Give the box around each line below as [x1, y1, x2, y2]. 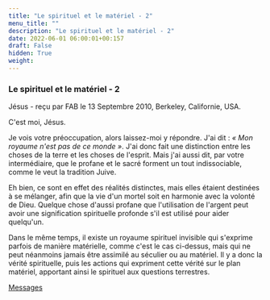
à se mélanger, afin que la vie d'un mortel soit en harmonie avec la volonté [8, 191, 255, 202]
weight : [8, 57, 35, 65]
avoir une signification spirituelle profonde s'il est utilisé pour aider [8, 209, 230, 219]
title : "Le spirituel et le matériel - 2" [8, 11, 153, 20]
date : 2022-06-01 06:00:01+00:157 [8, 34, 125, 43]
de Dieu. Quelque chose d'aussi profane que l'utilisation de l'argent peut [8, 200, 249, 210]
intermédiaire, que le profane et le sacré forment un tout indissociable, [8, 159, 242, 169]
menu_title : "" [8, 19, 60, 27]
